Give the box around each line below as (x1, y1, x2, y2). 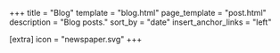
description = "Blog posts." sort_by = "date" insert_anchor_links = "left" (9, 17, 272, 27)
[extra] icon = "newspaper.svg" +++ (9, 34, 143, 44)
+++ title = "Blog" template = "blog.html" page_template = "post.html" (9, 8, 268, 18)
